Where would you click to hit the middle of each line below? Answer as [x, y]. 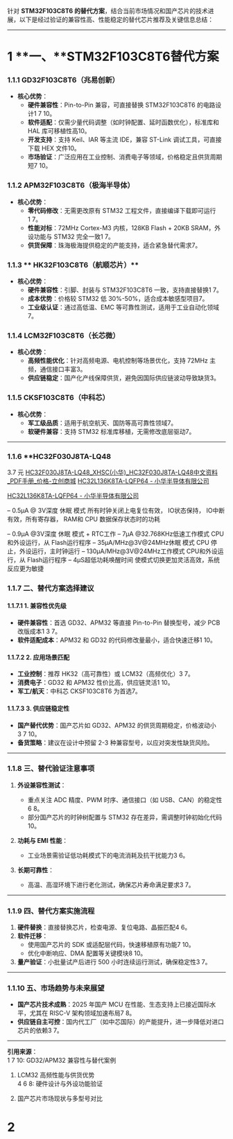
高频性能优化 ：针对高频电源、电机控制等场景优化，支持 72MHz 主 [122, 360]
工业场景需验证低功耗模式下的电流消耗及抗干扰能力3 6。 [108, 855]
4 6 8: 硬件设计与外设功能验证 [60, 1084]
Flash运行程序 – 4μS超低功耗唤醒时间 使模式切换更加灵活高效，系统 [123, 559]
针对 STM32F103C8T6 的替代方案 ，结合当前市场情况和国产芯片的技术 [107, 11]
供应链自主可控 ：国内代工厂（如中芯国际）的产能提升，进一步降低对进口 [120, 1022]
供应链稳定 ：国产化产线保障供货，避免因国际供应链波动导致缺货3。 [124, 378]
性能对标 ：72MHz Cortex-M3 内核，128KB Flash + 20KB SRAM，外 [124, 227]
